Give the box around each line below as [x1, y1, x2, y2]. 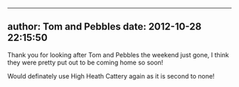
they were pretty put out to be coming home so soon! [7, 58, 164, 66]
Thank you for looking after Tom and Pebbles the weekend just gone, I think [7, 50, 229, 59]
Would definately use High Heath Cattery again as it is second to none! [7, 71, 215, 80]
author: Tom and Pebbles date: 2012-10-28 [7, 21, 202, 33]
